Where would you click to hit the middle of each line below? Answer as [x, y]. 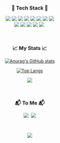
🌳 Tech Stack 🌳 [30, 8]
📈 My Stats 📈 [30, 48]
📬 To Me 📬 [30, 103]
